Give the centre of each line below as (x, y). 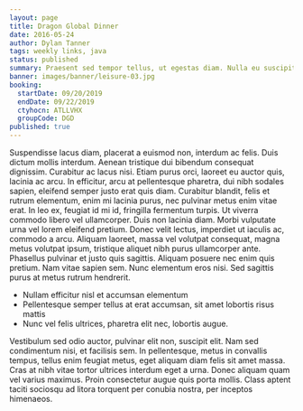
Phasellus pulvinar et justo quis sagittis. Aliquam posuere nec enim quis (142, 258)
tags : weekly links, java (58, 51)
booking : (26, 85)
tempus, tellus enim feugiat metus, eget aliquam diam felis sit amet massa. (147, 360)
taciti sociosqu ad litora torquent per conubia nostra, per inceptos (131, 389)
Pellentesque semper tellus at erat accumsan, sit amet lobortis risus (148, 304)
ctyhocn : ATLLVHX (50, 110)
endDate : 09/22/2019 (56, 102)
